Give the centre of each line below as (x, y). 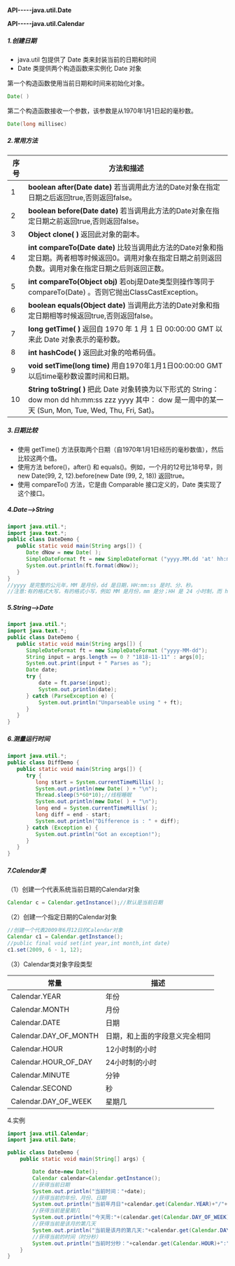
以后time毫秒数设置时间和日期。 (81, 376)
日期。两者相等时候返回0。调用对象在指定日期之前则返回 (128, 258)
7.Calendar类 (27, 870)
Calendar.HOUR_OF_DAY (52, 1062)
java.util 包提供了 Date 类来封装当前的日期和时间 (87, 60)
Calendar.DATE (36, 1022)
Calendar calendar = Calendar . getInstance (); (97, 1178)
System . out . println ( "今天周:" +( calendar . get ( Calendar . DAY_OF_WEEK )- (133, 1218)
